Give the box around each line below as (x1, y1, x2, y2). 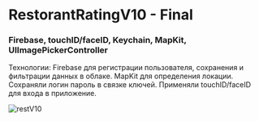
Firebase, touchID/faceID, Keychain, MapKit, (8, 35, 187, 46)
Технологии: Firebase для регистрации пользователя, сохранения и (8, 63, 244, 73)
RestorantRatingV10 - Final (8, 6, 193, 24)
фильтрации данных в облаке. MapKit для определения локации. (8, 71, 234, 81)
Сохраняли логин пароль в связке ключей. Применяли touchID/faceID (8, 80, 252, 90)
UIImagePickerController (8, 44, 108, 56)
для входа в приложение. (8, 89, 97, 98)
